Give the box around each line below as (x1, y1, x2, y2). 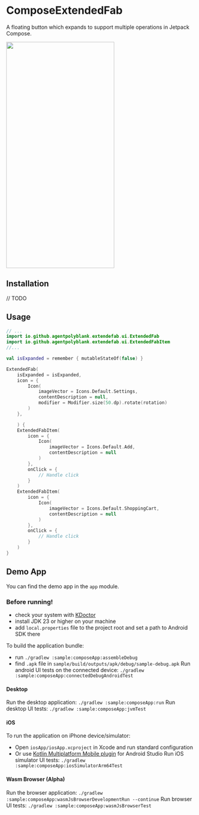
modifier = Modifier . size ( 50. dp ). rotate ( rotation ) (38, 400, 168, 406)
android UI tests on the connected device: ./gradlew (14, 666, 144, 673)
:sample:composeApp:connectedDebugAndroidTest (14, 673, 134, 679)
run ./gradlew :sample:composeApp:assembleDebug (14, 654, 138, 661)
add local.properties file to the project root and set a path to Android (14, 624, 188, 631)
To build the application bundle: (6, 642, 85, 649)
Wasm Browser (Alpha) (6, 775, 65, 783)
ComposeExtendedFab (6, 4, 123, 17)
